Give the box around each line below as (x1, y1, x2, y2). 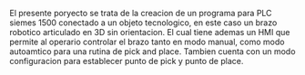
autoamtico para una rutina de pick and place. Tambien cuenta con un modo (9, 46, 296, 57)
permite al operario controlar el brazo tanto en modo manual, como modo (9, 36, 285, 47)
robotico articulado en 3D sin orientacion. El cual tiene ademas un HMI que (9, 27, 290, 37)
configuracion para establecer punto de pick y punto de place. (9, 56, 244, 66)
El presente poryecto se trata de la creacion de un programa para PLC (9, 8, 272, 18)
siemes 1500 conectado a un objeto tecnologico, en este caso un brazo (9, 17, 278, 28)
